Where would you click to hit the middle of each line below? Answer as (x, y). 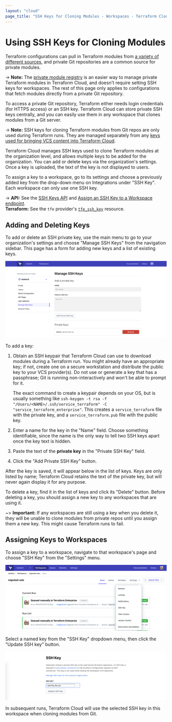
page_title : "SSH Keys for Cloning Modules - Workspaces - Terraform (81, 16)
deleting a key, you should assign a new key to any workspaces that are (81, 497)
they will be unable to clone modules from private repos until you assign (81, 518)
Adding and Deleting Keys (48, 225)
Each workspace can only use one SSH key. (52, 188)
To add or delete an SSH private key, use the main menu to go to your (79, 237)
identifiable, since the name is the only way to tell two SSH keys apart (86, 435)
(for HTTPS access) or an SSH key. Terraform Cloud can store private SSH (84, 109)
